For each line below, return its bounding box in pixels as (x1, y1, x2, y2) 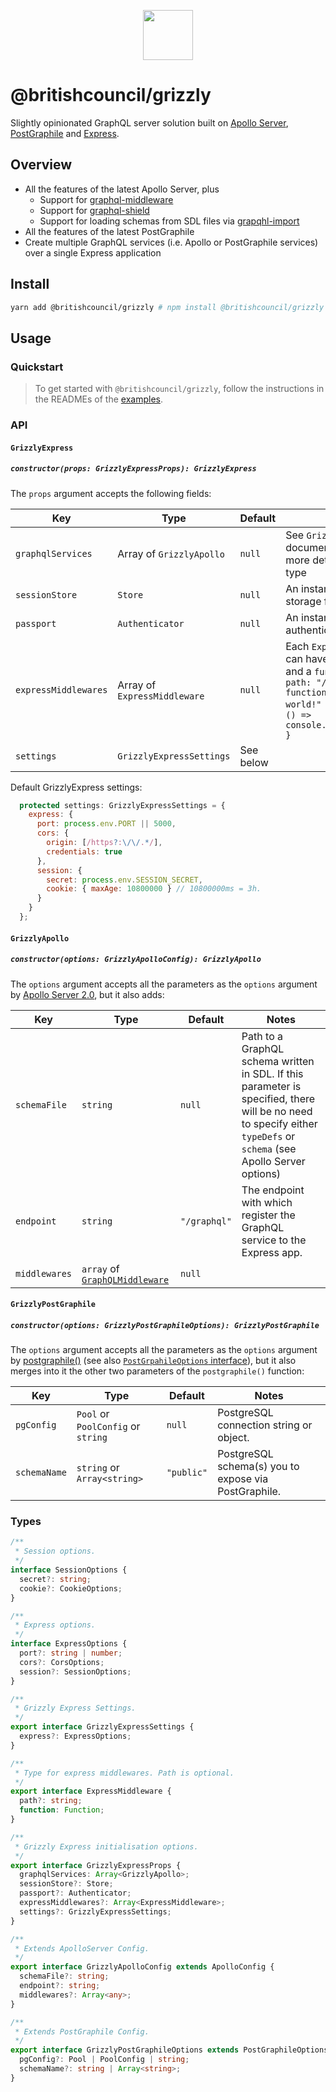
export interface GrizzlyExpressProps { (10, 1860, 182, 1870)
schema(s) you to (217, 1460, 300, 1474)
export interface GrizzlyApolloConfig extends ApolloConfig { (10, 1962, 275, 1972)
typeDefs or (241, 1129, 296, 1143)
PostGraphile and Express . (10, 127, 120, 139)
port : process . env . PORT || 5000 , (36, 819, 177, 829)
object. (217, 1431, 250, 1445)
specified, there (241, 1091, 316, 1105)
